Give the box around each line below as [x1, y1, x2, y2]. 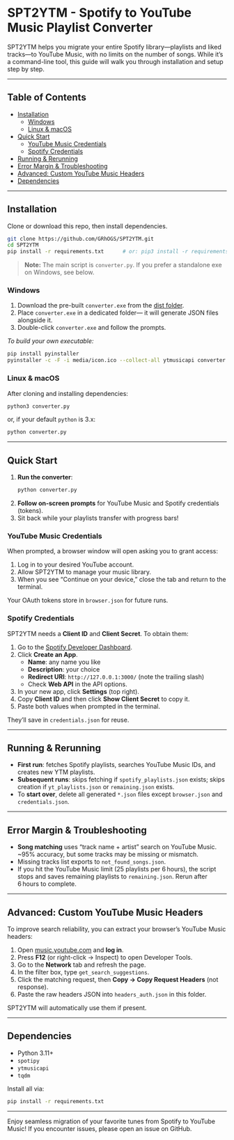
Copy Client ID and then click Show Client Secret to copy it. [17, 695, 190, 703]
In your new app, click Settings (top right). [17, 687, 139, 695]
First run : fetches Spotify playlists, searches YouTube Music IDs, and [17, 761, 216, 769]
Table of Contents [7, 92, 87, 104]
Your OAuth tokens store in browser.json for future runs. [7, 596, 169, 605]
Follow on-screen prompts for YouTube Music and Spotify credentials [17, 499, 219, 507]
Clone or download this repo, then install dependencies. [7, 221, 168, 230]
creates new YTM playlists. [17, 768, 95, 777]
